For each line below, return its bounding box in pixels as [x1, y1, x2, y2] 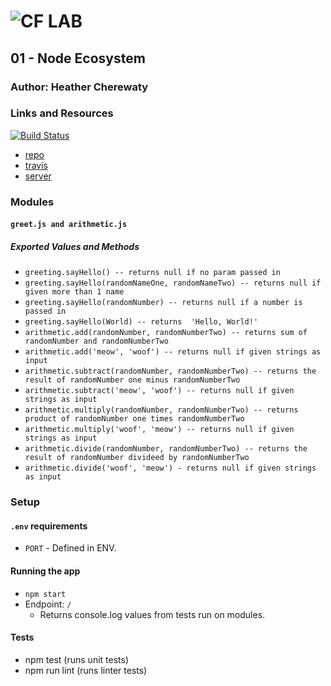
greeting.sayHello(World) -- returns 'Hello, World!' [24, 317, 259, 327]
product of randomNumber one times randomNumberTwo [24, 414, 245, 424]
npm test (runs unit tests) [24, 653, 130, 665]
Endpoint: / [24, 598, 72, 610]
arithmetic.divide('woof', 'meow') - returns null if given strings [24, 463, 317, 474]
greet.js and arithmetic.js [10, 220, 128, 230]
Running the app [10, 565, 81, 577]
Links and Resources [10, 106, 114, 120]
